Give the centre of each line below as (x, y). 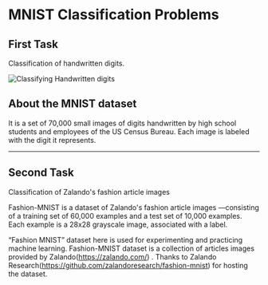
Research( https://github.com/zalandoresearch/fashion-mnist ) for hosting (128, 265)
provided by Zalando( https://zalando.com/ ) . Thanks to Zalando (112, 256)
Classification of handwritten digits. (67, 63)
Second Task (41, 173)
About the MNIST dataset (73, 104)
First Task (33, 44)
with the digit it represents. (52, 140)
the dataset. (28, 274)
